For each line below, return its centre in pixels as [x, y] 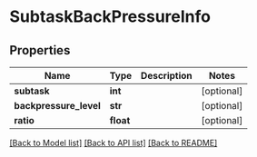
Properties [40, 50]
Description [166, 76]
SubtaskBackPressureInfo [110, 17]
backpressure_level [58, 106]
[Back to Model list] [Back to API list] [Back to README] [114, 143]
